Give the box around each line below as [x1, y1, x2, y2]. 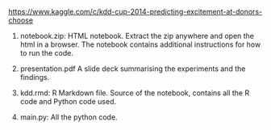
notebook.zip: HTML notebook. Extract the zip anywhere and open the [19, 31, 255, 40]
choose [8, 15, 34, 25]
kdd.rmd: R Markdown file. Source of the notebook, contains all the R [19, 88, 250, 98]
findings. [19, 73, 50, 82]
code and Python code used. [19, 97, 117, 106]
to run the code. [19, 48, 74, 57]
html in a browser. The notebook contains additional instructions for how [19, 40, 261, 49]
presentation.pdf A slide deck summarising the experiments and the [19, 64, 246, 73]
